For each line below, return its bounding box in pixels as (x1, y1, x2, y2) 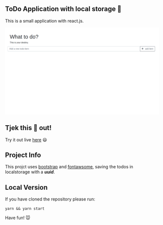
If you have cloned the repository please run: (5, 196, 95, 202)
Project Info (5, 151, 41, 159)
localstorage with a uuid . (5, 169, 55, 175)
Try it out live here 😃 (5, 136, 47, 142)
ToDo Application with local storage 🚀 (5, 5, 122, 13)
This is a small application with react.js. (5, 18, 84, 23)
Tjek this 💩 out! (5, 124, 52, 132)
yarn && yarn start (5, 206, 45, 211)
